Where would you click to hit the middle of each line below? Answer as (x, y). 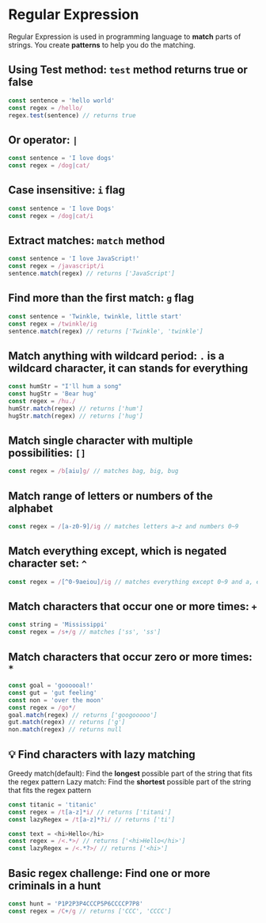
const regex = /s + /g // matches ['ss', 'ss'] (84, 632)
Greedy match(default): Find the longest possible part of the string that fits (131, 773)
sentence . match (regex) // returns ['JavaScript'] (92, 274)
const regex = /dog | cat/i (51, 215)
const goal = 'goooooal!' (51, 685)
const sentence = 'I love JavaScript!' (74, 259)
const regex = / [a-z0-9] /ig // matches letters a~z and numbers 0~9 (123, 527)
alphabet (30, 508)
